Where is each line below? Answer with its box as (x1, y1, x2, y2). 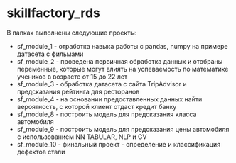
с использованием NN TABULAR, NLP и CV (16, 133, 147, 141)
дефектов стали (16, 147, 65, 156)
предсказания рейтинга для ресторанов (16, 87, 140, 96)
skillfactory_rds (6, 5, 100, 21)
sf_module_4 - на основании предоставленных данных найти (16, 94, 203, 103)
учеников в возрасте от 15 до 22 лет (16, 72, 128, 81)
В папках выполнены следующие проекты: (6, 28, 137, 37)
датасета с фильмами (16, 50, 84, 58)
